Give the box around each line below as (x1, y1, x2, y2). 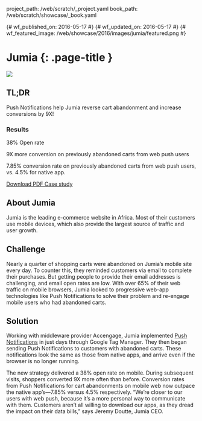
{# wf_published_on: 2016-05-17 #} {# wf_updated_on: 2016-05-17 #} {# (6, 24, 186, 30)
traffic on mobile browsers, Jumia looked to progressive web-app (6, 286, 169, 293)
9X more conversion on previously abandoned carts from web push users (6, 151, 189, 158)
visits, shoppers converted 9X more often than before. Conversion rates (6, 376, 185, 383)
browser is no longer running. (6, 358, 80, 365)
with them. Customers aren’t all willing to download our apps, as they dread (6, 401, 194, 409)
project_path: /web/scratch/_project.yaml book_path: (6, 5, 138, 12)
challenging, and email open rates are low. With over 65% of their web (6, 279, 181, 286)
